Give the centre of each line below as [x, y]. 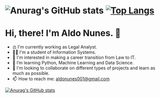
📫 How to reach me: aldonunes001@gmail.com [61, 79]
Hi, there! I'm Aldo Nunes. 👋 [63, 33]
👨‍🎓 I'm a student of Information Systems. [54, 52]
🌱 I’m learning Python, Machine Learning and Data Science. [73, 63]
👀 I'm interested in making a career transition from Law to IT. [74, 57]
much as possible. [31, 73]
